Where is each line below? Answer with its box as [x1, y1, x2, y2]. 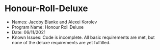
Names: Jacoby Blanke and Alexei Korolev [11, 19, 97, 25]
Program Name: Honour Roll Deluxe [11, 24, 84, 30]
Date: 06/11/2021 [11, 29, 46, 35]
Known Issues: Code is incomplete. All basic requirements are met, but [11, 34, 155, 40]
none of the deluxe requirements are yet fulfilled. [11, 39, 111, 45]
